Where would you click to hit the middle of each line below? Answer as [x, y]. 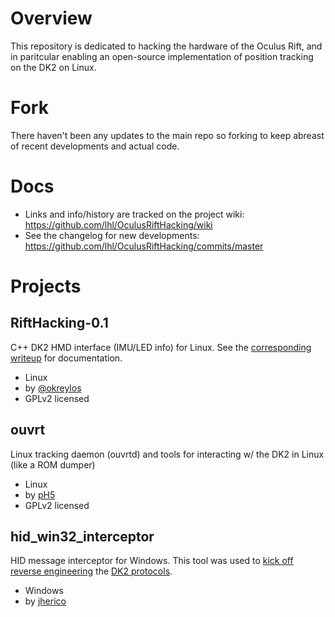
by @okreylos [53, 388]
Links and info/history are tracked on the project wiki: [134, 214]
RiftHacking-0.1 [59, 323]
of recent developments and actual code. [95, 146]
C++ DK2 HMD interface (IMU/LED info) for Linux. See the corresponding [161, 347]
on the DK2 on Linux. [53, 67]
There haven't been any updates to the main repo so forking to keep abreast [167, 135]
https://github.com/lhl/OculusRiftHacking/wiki [118, 224]
